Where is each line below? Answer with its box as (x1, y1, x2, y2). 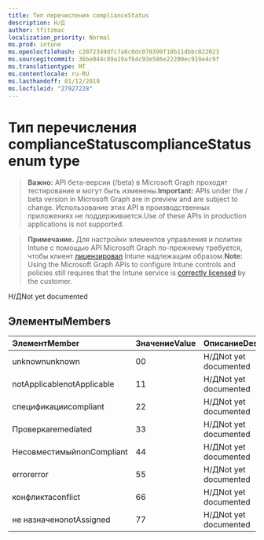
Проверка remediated (12, 424, 93, 435)
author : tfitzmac (8, 26, 65, 34)
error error (12, 469, 49, 480)
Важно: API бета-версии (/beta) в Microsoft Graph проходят (27, 178, 228, 187)
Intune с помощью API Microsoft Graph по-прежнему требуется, (27, 243, 243, 252)
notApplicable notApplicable (12, 379, 115, 390)
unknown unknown (12, 356, 80, 367)
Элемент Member (12, 338, 80, 349)
